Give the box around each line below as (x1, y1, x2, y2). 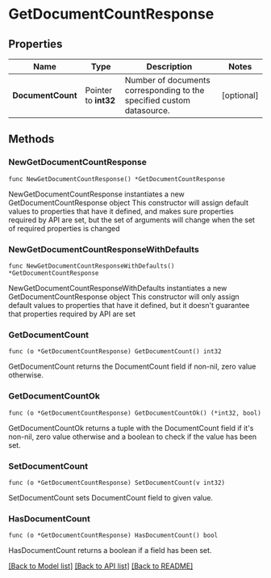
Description (146, 61, 193, 72)
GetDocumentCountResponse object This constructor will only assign (8, 292, 240, 302)
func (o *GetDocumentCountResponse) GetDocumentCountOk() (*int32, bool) (8, 409, 262, 417)
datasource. (124, 105, 171, 116)
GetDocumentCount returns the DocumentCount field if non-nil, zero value (8, 361, 256, 372)
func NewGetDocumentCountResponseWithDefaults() (8, 262, 175, 270)
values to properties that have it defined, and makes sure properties (8, 206, 234, 216)
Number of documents (124, 74, 211, 86)
